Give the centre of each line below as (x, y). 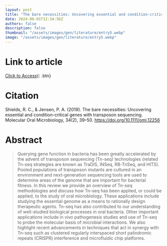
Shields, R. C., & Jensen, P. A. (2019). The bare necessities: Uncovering (78, 109)
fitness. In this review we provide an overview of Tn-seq (75, 185)
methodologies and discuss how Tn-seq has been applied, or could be (89, 190)
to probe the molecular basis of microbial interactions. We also (81, 222)
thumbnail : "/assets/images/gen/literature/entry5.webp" (65, 33)
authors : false (21, 24)
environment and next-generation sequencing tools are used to (82, 175)
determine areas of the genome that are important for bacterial (82, 180)
